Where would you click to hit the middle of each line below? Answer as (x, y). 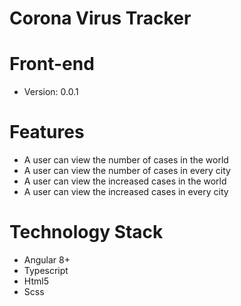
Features (47, 132)
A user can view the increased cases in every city (126, 192)
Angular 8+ (47, 260)
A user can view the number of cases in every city (127, 171)
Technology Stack (86, 232)
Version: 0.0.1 (51, 92)
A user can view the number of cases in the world (126, 160)
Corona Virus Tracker (100, 18)
